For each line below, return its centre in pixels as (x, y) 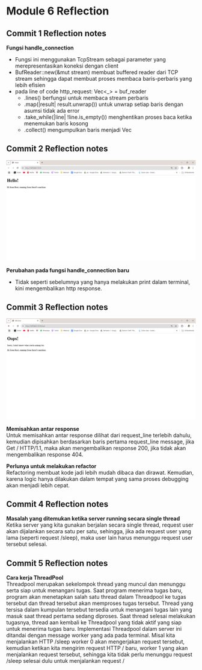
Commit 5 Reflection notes (57, 563)
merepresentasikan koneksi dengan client (67, 66)
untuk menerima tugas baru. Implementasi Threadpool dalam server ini (94, 629)
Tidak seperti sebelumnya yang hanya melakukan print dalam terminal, (103, 282)
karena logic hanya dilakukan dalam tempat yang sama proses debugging (97, 479)
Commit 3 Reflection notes (57, 307)
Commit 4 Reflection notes (57, 504)
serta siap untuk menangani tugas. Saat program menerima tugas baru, (94, 590)
